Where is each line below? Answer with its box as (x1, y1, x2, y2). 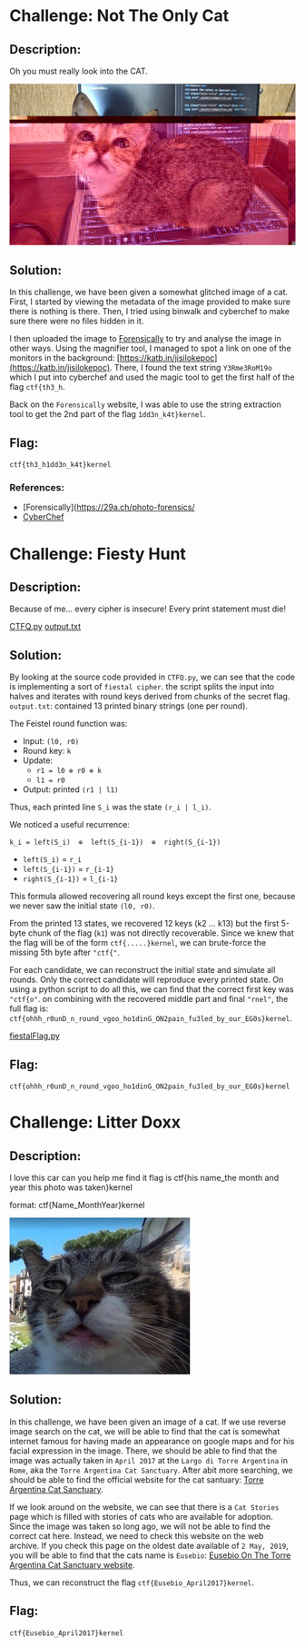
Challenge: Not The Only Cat (9, 5, 230, 26)
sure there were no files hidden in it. (9, 315, 144, 327)
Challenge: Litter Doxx (9, 1112, 182, 1133)
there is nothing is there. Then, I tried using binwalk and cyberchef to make (9, 306, 290, 317)
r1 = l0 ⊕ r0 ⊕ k (35, 767, 103, 776)
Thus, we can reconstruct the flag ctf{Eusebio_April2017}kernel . (9, 1577, 254, 1588)
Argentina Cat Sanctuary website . (9, 1559, 135, 1570)
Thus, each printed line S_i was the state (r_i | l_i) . (9, 801, 212, 813)
